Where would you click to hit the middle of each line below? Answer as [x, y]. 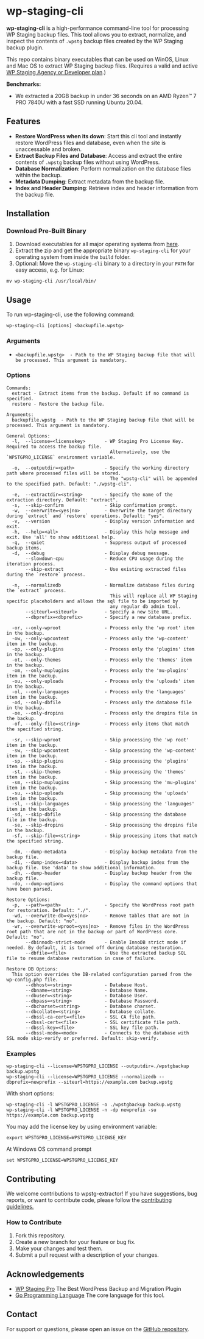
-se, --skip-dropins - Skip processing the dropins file [105, 825]
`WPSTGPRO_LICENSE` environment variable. [61, 457]
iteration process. [31, 564]
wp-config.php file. [33, 980]
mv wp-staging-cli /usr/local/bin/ [51, 281]
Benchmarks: [24, 84]
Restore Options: [28, 900]
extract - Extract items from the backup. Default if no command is [100, 393]
